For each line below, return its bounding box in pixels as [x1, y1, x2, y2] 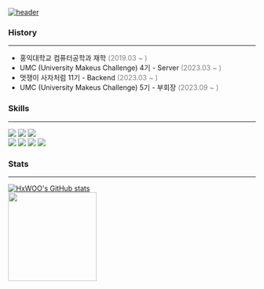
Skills [8, 103, 30, 114]
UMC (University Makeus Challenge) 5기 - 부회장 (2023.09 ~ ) [19, 83, 219, 92]
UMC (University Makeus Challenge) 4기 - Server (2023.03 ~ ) [19, 63, 222, 72]
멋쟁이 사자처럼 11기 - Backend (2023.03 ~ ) [19, 73, 159, 83]
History [8, 27, 38, 38]
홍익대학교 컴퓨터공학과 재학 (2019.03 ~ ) [19, 54, 148, 63]
